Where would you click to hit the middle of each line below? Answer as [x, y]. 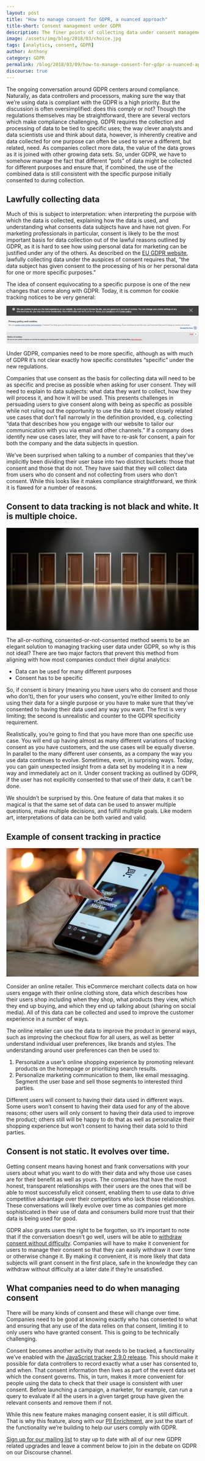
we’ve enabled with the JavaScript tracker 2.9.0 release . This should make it [102, 1357]
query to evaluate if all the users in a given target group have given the [95, 1396]
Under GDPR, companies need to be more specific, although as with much [100, 353]
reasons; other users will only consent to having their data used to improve [100, 1112]
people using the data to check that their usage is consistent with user [95, 1383]
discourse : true [27, 71]
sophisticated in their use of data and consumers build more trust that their [100, 1211]
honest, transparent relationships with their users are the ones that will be [99, 1186]
